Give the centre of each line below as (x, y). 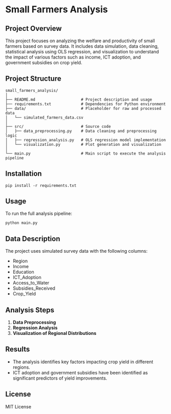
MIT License (18, 406)
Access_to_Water (31, 283)
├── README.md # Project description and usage (79, 99)
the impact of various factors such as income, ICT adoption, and (73, 57)
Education (23, 272)
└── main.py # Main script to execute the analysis (86, 153)
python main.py (22, 223)
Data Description (33, 239)
